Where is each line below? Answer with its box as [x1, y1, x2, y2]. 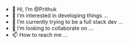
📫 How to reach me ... [11, 32, 68, 38]
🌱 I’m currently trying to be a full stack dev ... [11, 18, 123, 25]
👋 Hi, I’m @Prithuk [11, 6, 57, 12]
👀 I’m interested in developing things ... [11, 12, 109, 19]
